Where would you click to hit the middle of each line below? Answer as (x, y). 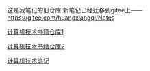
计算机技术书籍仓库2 (36, 46)
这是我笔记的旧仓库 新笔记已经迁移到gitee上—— (75, 10)
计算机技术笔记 (28, 61)
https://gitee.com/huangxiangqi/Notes (61, 18)
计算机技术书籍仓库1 (35, 32)
